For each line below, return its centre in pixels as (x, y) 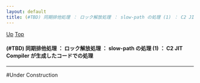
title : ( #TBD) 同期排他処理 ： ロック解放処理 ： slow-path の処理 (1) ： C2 (96, 17)
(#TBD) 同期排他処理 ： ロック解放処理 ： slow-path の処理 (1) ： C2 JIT (95, 49)
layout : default (26, 12)
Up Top (15, 34)
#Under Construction (32, 75)
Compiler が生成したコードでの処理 (50, 56)
